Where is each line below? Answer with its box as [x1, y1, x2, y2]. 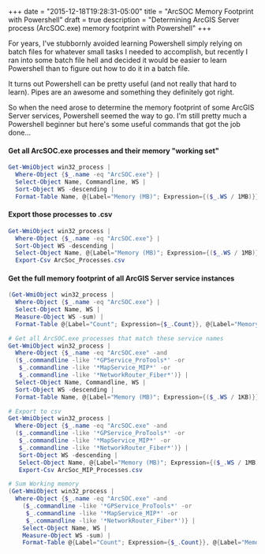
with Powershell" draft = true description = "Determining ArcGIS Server [8, 15, 240, 24]
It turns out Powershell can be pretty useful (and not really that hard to [8, 79, 237, 88]
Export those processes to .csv [8, 210, 113, 219]
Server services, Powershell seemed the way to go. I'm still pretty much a [8, 111, 247, 121]
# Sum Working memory [8, 480, 80, 488]
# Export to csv [8, 407, 62, 415]
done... [8, 128, 32, 137]
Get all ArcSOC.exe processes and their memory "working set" [8, 146, 219, 155]
